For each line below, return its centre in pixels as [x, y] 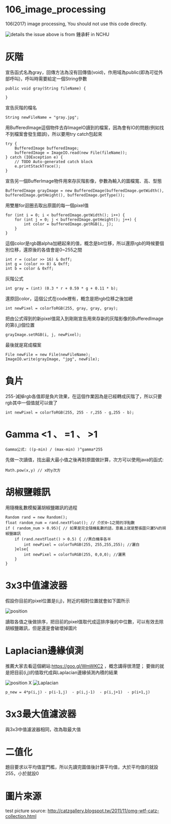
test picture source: [26, 811]
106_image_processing [56, 10]
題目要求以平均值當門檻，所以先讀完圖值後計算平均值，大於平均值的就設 [82, 767]
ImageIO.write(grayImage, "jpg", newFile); [53, 359]
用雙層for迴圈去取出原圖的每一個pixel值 [47, 205]
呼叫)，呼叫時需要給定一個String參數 [48, 79]
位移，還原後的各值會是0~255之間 [46, 249]
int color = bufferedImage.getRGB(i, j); [69, 224]
